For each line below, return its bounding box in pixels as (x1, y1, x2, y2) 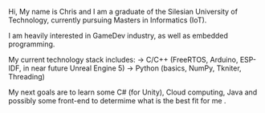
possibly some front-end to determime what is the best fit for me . (8, 96, 226, 105)
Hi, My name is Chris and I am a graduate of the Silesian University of (8, 7, 238, 16)
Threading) (8, 72, 46, 81)
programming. (8, 39, 55, 49)
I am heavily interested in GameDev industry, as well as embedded (8, 31, 229, 40)
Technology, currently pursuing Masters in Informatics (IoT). (8, 15, 207, 25)
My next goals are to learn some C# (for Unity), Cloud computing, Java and (8, 87, 258, 97)
